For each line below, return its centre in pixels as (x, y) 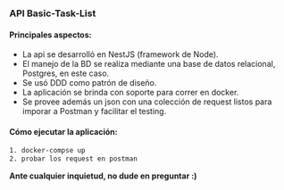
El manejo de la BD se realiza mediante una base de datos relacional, (149, 64)
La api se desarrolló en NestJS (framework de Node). (120, 54)
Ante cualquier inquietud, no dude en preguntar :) (103, 176)
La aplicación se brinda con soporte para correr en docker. (130, 93)
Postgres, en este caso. (66, 73)
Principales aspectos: (50, 35)
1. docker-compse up (48, 151)
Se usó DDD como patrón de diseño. (89, 83)
